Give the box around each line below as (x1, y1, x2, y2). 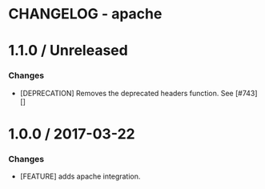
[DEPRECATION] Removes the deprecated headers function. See (19, 88, 234, 98)
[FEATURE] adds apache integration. (19, 171, 141, 181)
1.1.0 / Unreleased (8, 42, 128, 60)
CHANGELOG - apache (8, 5, 163, 23)
